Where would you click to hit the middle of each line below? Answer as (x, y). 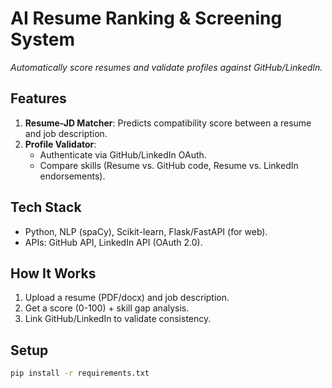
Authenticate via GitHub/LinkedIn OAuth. (123, 154)
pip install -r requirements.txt (80, 373)
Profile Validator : (60, 144)
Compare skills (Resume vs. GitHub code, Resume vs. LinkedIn (169, 165)
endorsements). (72, 176)
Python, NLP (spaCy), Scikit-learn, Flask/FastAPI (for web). (146, 231)
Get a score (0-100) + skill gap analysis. (107, 308)
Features (38, 98)
